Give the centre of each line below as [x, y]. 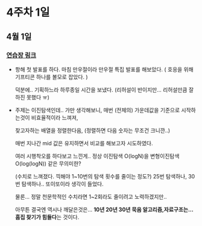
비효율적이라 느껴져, [55, 118]
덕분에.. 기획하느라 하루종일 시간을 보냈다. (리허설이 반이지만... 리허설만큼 [101, 89]
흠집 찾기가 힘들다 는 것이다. [47, 217]
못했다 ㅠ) [38, 97]
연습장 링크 [21, 55]
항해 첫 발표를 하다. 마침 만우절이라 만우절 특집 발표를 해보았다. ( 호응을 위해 [104, 69]
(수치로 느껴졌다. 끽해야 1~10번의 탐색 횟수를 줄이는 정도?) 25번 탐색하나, [101, 176]
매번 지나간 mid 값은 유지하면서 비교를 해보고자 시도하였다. [84, 143]
